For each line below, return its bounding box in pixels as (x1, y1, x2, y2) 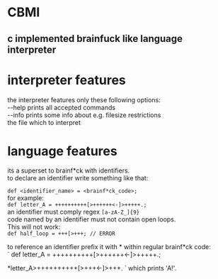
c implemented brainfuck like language (7, 33, 183, 45)
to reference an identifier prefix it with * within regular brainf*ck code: (7, 243, 211, 251)
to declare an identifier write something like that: (7, 174, 149, 182)
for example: (7, 194, 45, 202)
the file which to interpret (7, 118, 81, 126)
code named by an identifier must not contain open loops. (7, 215, 176, 224)
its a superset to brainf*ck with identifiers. (7, 166, 130, 175)
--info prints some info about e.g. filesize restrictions (7, 111, 161, 119)
